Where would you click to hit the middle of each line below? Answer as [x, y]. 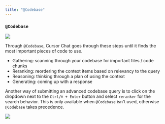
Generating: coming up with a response [52, 82]
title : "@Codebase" [25, 10]
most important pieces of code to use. [44, 51]
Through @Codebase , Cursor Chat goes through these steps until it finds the [81, 45]
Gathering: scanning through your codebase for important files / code [83, 60]
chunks [20, 66]
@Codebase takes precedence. [34, 107]
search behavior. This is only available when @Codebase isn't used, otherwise [82, 101]
